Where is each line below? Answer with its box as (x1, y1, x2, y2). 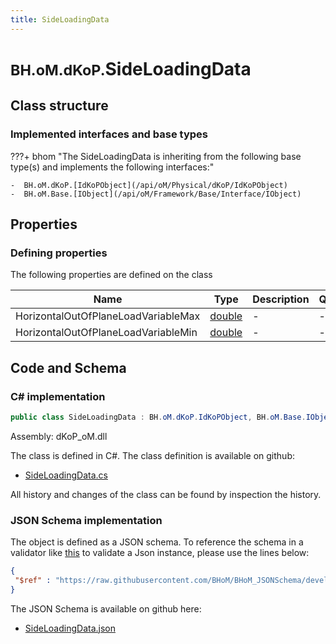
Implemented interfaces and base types (10, 127, 208, 141)
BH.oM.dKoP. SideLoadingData (10, 57, 252, 80)
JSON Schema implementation (10, 513, 163, 527)
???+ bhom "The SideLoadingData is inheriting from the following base (10, 150, 302, 162)
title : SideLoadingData (10, 14, 110, 25)
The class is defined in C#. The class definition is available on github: (10, 449, 295, 461)
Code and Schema (10, 359, 127, 376)
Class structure (10, 97, 109, 115)
